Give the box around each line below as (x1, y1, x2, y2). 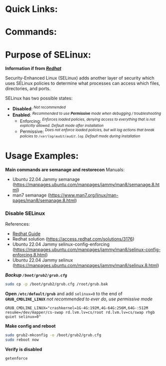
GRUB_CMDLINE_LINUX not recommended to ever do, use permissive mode (5, 296, 153, 302)
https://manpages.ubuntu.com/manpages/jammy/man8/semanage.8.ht (14, 182, 160, 187)
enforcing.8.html (12, 252, 46, 258)
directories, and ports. (5, 86, 51, 91)
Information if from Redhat (5, 66, 61, 72)
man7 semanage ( (12, 192, 50, 198)
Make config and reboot (5, 323, 56, 329)
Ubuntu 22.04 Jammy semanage (12, 176, 80, 182)
